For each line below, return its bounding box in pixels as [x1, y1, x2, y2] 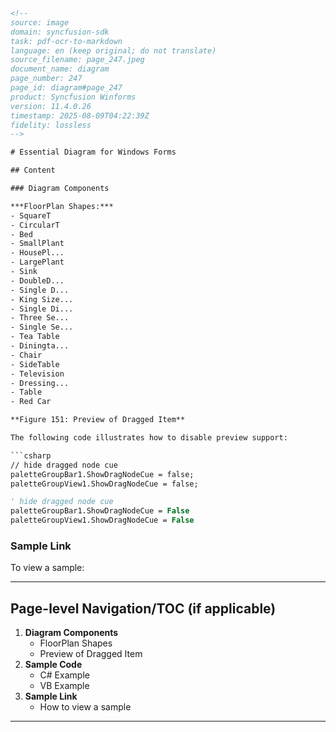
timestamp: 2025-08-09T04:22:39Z [10, 110, 150, 121]
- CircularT [10, 220, 60, 230]
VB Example [39, 680, 90, 692]
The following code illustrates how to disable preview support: [10, 433, 288, 443]
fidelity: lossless [10, 120, 92, 130]
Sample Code [24, 659, 83, 671]
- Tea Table [10, 332, 60, 342]
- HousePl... [10, 248, 65, 258]
